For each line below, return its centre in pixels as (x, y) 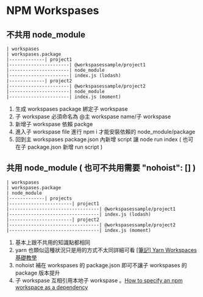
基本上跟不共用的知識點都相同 (52, 242)
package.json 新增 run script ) (65, 147)
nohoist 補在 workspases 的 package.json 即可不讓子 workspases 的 (101, 265)
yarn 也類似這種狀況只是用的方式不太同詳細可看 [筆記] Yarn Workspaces (106, 250)
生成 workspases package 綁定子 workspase (71, 109)
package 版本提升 (37, 273)
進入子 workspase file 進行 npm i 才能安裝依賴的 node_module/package (105, 132)
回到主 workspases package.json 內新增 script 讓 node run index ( (98, 139)
